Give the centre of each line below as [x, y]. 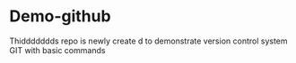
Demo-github [60, 16]
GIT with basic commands [57, 50]
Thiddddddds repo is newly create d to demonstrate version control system [149, 41]
